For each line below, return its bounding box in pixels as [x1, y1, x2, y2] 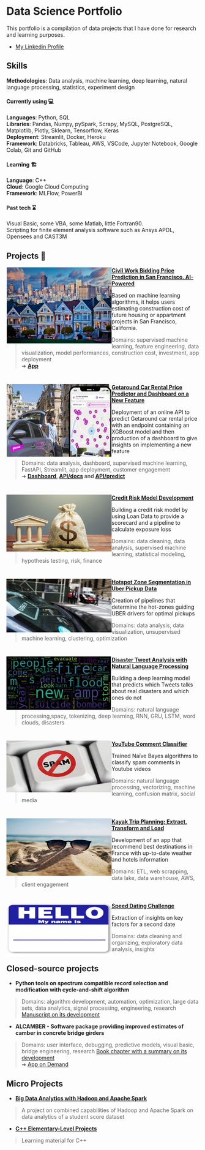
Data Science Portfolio [6, 4, 122, 18]
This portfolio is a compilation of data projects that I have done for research [6, 24, 197, 32]
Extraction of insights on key [111, 914, 184, 922]
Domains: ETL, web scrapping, [111, 868, 188, 875]
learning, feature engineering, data [111, 343, 199, 350]
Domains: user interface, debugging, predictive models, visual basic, [21, 1041, 195, 1048]
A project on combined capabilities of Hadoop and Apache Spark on [21, 1107, 194, 1114]
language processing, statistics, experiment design [6, 83, 135, 91]
